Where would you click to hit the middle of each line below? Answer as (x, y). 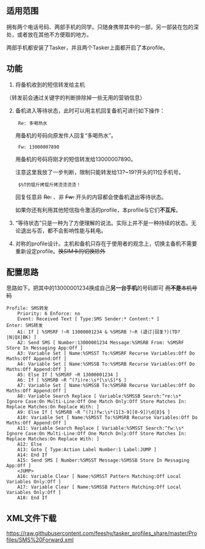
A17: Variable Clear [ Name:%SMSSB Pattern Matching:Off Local (99, 487)
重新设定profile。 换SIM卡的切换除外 (60, 251)
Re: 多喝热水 (33, 123)
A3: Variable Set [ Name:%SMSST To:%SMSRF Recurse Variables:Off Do (106, 353)
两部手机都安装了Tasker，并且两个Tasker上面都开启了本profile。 (88, 47)
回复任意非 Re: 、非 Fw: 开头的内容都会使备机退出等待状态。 (91, 197)
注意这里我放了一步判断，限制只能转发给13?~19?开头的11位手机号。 (99, 172)
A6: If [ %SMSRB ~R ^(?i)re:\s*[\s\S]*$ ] (72, 380)
